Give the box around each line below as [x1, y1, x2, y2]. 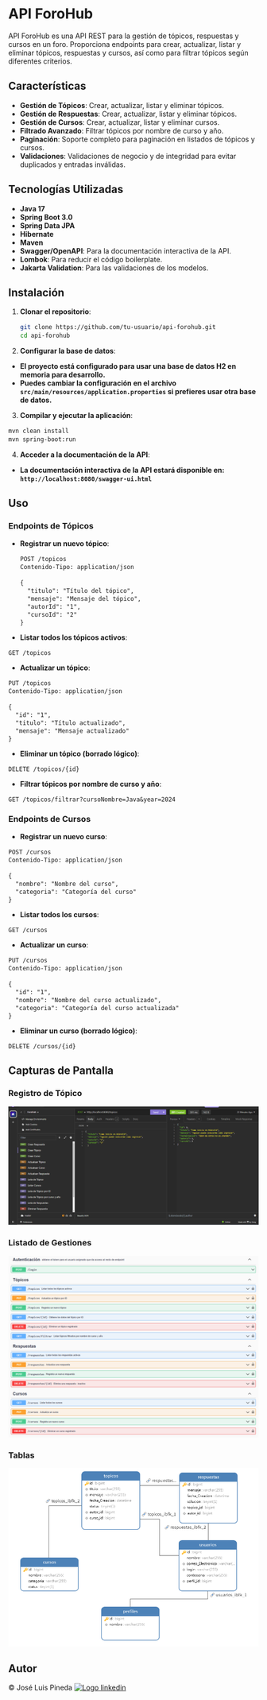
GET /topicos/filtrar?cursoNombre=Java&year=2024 [8, 796, 176, 804]
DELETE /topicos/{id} [8, 765, 80, 773]
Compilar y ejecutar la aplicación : [19, 411, 133, 420]
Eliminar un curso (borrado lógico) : [19, 1026, 137, 1036]
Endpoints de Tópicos [8, 521, 94, 532]
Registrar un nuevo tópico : [19, 538, 110, 548]
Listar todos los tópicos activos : [19, 633, 128, 642]
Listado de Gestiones [8, 1237, 92, 1249]
